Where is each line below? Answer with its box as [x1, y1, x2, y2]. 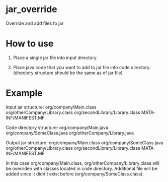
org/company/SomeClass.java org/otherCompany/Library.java [6, 130, 134, 136]
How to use [6, 38, 54, 49]
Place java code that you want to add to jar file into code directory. [13, 64, 151, 70]
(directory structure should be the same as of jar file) [13, 70, 123, 76]
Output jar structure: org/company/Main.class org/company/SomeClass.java [6, 140, 163, 146]
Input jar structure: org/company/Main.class [6, 104, 97, 110]
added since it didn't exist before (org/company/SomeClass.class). [6, 170, 144, 177]
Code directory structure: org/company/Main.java [6, 125, 109, 131]
